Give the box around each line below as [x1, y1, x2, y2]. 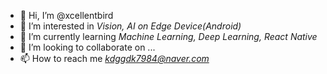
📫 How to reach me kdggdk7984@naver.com [19, 53, 210, 64]
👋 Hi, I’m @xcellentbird [19, 10, 114, 21]
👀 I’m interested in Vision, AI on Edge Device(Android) [19, 20, 242, 32]
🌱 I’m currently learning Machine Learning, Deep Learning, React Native [19, 31, 318, 42]
